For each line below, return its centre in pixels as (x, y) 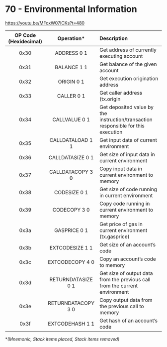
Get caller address (121, 93)
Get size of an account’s (127, 244)
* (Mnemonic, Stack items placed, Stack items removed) (62, 339)
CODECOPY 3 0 (71, 210)
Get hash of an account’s (128, 321)
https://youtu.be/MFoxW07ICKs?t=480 (45, 23)
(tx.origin (110, 99)
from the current (119, 286)
